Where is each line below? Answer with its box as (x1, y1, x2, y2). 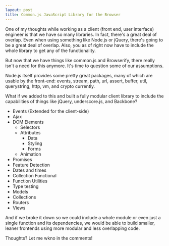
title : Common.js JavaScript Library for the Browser (5, 12, 121, 17)
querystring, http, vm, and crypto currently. (5, 83, 95, 89)
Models (12, 188, 29, 194)
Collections (12, 194, 36, 200)
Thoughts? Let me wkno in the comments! (5, 235, 93, 241)
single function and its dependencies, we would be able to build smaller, (5, 220, 155, 226)
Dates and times (12, 167, 47, 173)
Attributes (20, 129, 41, 135)
